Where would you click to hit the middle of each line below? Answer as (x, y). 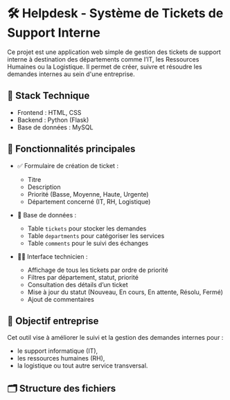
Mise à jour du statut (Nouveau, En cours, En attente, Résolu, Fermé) (125, 292)
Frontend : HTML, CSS (49, 112)
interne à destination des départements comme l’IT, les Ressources (103, 59)
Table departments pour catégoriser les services (96, 235)
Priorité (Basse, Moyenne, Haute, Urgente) (88, 194)
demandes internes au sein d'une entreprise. (71, 74)
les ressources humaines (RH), (61, 358)
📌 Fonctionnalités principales (71, 149)
